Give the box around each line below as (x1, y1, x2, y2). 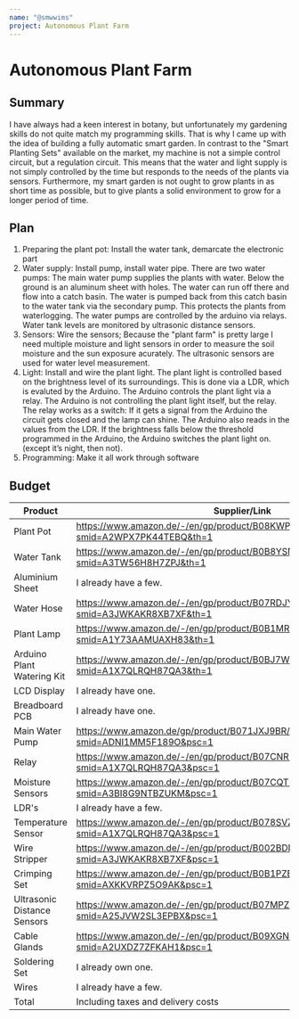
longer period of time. (9, 194, 89, 205)
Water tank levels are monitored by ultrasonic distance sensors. (21, 320, 256, 331)
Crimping (13, 867, 53, 880)
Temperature (13, 817, 69, 829)
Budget (9, 478, 51, 493)
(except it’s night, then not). (21, 443, 123, 454)
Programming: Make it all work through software (21, 452, 199, 464)
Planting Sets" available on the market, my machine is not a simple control (9, 147, 280, 158)
